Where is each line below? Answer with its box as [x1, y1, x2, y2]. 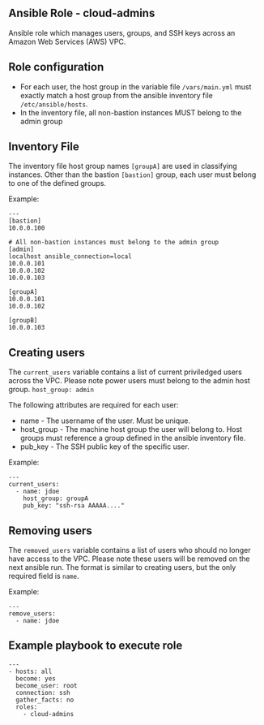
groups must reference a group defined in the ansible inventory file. [19, 434, 246, 443]
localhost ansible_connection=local [8, 252, 132, 261]
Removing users [8, 524, 92, 537]
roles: [15, 702, 38, 711]
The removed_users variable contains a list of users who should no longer [8, 546, 251, 555]
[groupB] [8, 317, 38, 325]
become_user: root [15, 681, 79, 689]
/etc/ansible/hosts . [19, 99, 88, 109]
